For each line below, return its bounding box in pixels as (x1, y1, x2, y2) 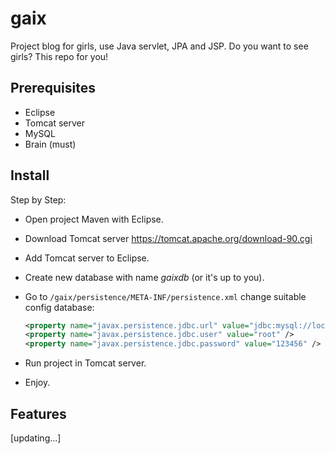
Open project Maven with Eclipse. (24, 213, 164, 225)
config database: (24, 301, 95, 313)
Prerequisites (10, 80, 96, 97)
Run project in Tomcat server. (24, 357, 147, 369)
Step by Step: (10, 193, 67, 206)
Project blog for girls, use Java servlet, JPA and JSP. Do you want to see (10, 40, 309, 52)
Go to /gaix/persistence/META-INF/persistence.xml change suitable (24, 290, 307, 302)
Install (10, 167, 50, 184)
